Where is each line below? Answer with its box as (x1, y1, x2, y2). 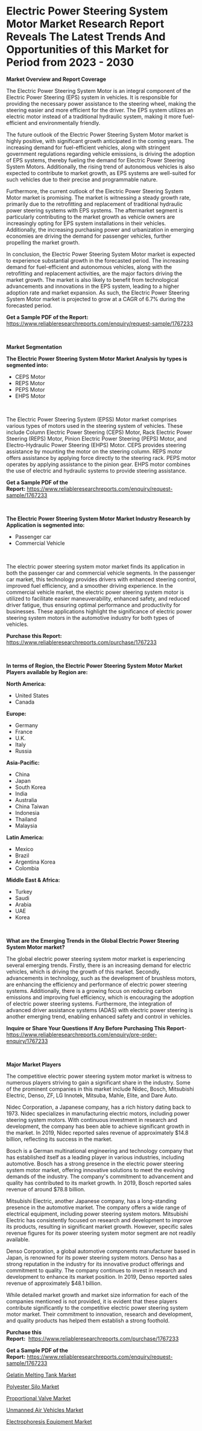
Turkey (14, 888, 33, 895)
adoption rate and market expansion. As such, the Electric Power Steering (6, 288, 190, 296)
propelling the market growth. (6, 238, 80, 246)
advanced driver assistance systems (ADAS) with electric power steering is (6, 1006, 194, 1013)
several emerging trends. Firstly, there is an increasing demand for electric (6, 961, 191, 969)
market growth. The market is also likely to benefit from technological (6, 276, 179, 283)
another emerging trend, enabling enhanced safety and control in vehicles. (6, 1013, 192, 1020)
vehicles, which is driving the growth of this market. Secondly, (6, 967, 161, 975)
